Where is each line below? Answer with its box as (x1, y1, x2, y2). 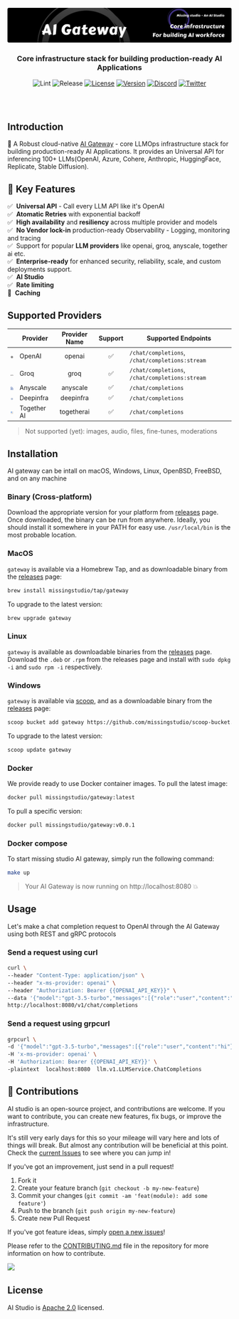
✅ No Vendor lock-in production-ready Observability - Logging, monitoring (7, 226, 230, 235)
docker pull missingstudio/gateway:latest (7, 794, 135, 802)
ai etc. (7, 250, 26, 258)
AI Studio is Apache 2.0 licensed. (7, 1303, 105, 1312)
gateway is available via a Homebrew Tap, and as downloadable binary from (7, 564, 228, 573)
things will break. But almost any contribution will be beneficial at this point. (7, 1140, 229, 1150)
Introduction (7, 120, 64, 132)
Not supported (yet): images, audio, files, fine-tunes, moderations (24, 427, 218, 436)
